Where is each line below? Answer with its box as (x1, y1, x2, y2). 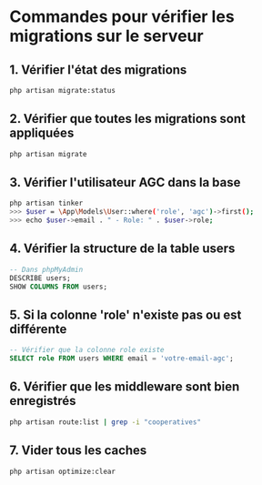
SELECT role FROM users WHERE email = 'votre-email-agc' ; (9, 354, 234, 363)
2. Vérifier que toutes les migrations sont (9, 111, 247, 126)
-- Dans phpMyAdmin (9, 265, 84, 274)
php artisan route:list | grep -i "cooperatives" (9, 417, 202, 427)
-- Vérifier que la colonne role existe (9, 346, 166, 355)
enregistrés (9, 393, 76, 409)
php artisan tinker (9, 198, 84, 208)
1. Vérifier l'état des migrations (9, 62, 187, 77)
